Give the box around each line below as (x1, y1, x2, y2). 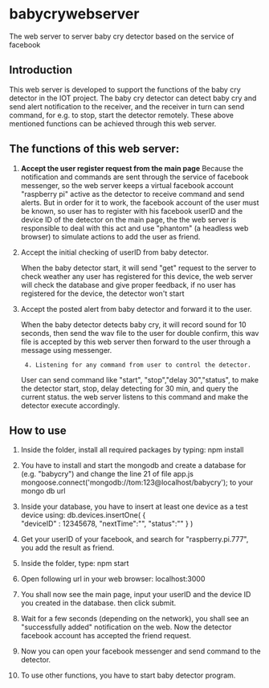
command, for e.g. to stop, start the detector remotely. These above (9, 110, 234, 120)
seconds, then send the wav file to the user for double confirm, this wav (20, 328, 259, 338)
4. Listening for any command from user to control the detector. (24, 361, 251, 369)
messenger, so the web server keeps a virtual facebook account (20, 180, 234, 190)
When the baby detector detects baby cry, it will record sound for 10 (20, 319, 247, 330)
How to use (9, 424, 67, 437)
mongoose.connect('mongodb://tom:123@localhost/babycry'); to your (20, 477, 254, 487)
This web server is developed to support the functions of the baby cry (9, 84, 242, 94)
